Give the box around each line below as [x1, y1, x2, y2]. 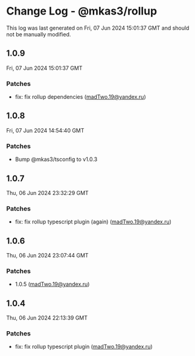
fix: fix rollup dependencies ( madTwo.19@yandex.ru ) [14, 93, 146, 101]
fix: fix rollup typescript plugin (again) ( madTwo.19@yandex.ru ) [14, 218, 172, 225]
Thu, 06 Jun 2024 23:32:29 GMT [6, 189, 89, 196]
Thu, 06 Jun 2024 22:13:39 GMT [6, 314, 88, 321]
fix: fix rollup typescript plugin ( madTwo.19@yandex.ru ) [14, 343, 153, 351]
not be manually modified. [6, 30, 71, 38]
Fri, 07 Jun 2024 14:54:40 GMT [6, 127, 85, 134]
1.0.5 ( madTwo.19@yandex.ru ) [14, 280, 90, 288]
